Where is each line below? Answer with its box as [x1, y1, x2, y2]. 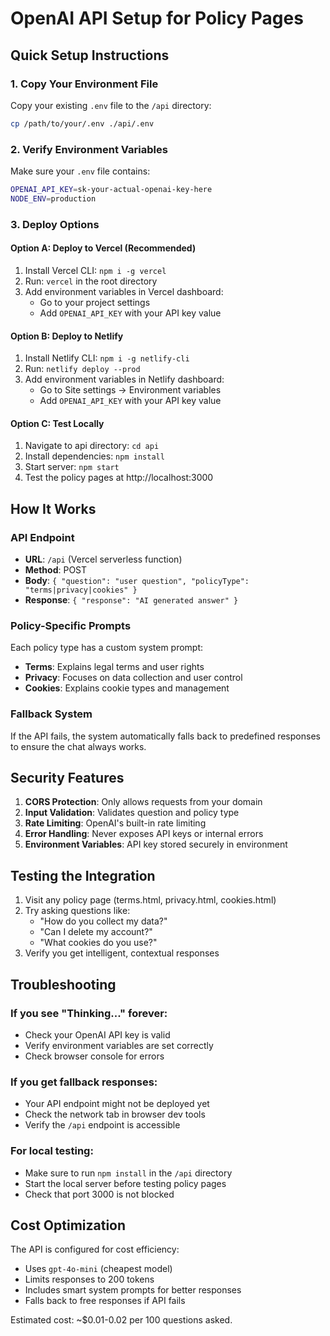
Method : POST [24, 564, 88, 576]
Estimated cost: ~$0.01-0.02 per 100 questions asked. [10, 1314, 233, 1326]
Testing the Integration [10, 867, 156, 884]
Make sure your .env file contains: [10, 165, 151, 177]
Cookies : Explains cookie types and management [24, 682, 230, 694]
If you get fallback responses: [10, 1075, 158, 1089]
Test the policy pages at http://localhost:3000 [24, 472, 214, 484]
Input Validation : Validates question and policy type [24, 807, 240, 819]
